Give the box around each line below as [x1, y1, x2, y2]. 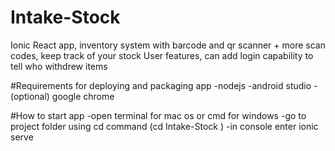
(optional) [10, 90, 50, 102]
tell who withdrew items [10, 60, 108, 72]
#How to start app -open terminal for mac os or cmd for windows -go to [10, 109, 307, 121]
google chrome [51, 90, 115, 102]
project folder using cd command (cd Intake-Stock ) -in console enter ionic [10, 120, 319, 132]
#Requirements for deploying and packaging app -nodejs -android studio [10, 79, 312, 91]
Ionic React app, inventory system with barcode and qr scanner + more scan [10, 39, 326, 51]
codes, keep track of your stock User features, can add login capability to [10, 49, 314, 61]
